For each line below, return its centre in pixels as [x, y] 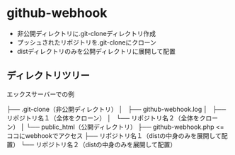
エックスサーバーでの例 [41, 94]
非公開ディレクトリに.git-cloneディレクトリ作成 [86, 33]
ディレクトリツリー [48, 76]
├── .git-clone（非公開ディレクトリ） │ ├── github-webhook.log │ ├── [116, 109]
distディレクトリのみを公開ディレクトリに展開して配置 [96, 51]
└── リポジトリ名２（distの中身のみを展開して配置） [98, 144]
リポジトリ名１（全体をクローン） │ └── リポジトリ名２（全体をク [106, 117]
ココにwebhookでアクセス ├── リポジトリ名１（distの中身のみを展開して [114, 135]
